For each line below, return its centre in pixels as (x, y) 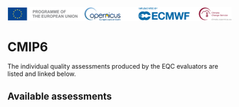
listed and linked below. (42, 74)
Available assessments (60, 96)
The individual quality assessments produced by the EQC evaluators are (113, 67)
